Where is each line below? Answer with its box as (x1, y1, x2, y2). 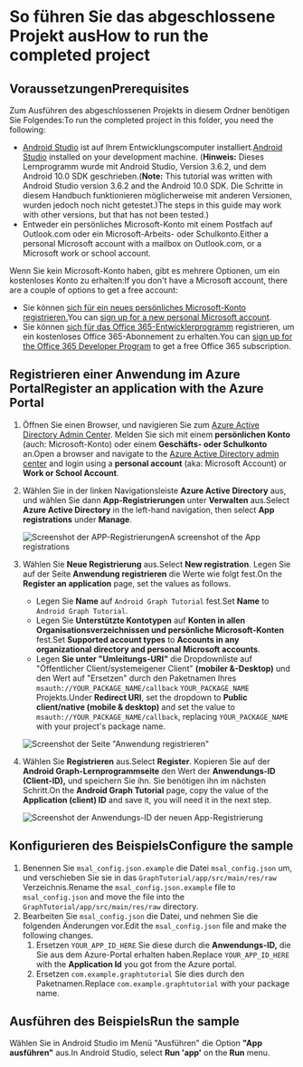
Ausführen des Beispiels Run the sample (9, 1014, 240, 1030)
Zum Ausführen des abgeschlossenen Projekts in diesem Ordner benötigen (9, 105, 290, 115)
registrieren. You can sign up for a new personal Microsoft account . (22, 312, 272, 323)
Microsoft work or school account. (22, 247, 151, 258)
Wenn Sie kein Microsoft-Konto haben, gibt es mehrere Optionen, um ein (9, 266, 280, 276)
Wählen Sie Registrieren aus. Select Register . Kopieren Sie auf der (22, 755, 270, 767)
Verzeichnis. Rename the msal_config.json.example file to (22, 881, 236, 892)
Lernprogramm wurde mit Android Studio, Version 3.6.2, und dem (22, 161, 267, 171)
